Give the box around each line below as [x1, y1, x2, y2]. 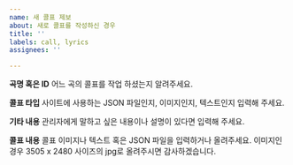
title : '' [9, 29, 46, 38]
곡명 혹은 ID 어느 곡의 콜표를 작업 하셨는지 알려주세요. [9, 79, 193, 89]
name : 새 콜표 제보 [9, 12, 72, 22]
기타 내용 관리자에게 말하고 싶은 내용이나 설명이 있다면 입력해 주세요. [9, 116, 245, 127]
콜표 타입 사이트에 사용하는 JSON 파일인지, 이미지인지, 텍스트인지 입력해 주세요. [9, 98, 285, 109]
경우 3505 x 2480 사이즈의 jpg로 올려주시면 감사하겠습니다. [9, 146, 217, 157]
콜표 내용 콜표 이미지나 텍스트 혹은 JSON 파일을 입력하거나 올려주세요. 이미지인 [9, 135, 283, 146]
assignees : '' [9, 46, 62, 55]
